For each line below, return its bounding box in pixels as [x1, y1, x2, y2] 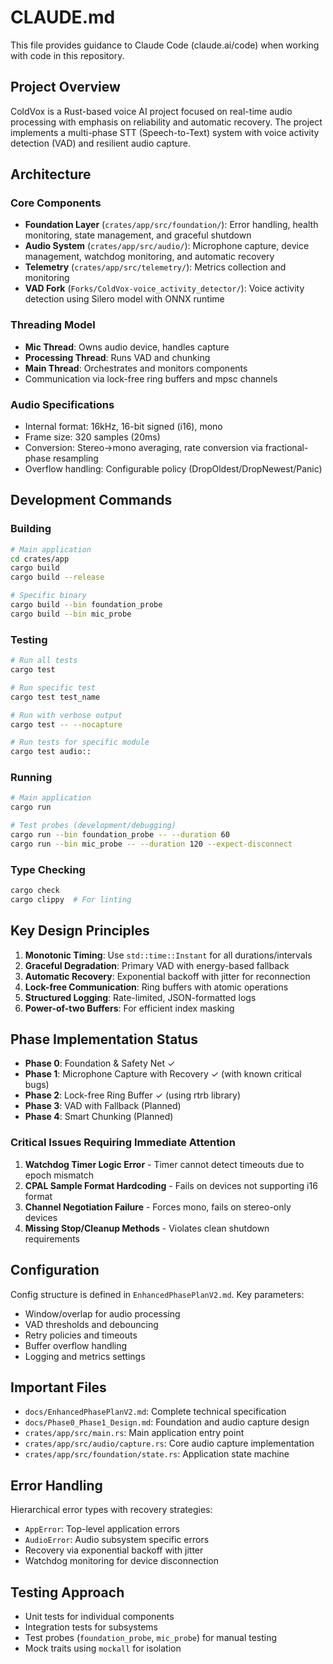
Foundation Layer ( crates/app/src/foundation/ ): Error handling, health [24, 219, 319, 231]
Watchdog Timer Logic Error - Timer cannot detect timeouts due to [24, 1158, 305, 1170]
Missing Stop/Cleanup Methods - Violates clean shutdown [24, 1222, 270, 1234]
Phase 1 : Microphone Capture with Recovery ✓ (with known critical [24, 1068, 302, 1080]
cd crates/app [10, 554, 70, 564]
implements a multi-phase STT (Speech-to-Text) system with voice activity [10, 126, 320, 138]
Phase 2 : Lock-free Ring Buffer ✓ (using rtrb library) [24, 1089, 241, 1101]
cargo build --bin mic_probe [10, 609, 132, 619]
